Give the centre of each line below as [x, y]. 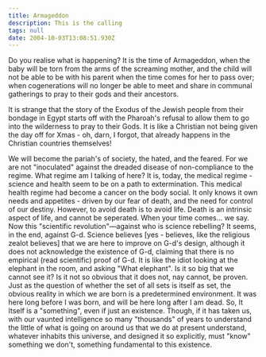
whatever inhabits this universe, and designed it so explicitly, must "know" [130, 336]
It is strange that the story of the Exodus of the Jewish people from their [126, 110]
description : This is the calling [66, 23]
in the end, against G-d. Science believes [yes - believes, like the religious [129, 235]
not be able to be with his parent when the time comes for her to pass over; [131, 77]
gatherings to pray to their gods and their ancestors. [94, 94]
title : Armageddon [39, 16]
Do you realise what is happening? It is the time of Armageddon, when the [129, 60]
